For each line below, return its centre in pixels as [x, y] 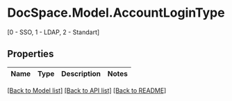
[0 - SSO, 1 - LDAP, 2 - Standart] [53, 32]
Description [81, 73]
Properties [31, 54]
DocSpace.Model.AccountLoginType [116, 13]
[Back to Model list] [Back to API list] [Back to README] [87, 90]
